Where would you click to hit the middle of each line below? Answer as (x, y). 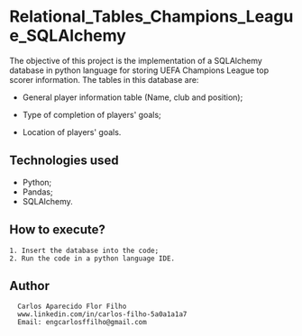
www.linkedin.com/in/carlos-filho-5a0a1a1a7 (102, 314)
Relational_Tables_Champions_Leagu (151, 17)
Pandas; (37, 192)
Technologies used (64, 161)
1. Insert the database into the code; (84, 250)
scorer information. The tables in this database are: (104, 79)
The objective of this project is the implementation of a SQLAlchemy (136, 60)
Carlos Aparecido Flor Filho (72, 307)
